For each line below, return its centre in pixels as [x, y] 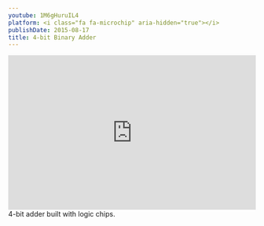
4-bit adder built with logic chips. [62, 214]
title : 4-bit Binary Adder [52, 37]
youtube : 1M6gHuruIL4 [44, 15]
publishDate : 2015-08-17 [49, 30]
